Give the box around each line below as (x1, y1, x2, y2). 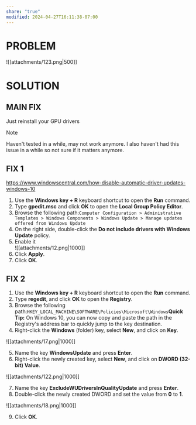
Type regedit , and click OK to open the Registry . (14, 296, 133, 303)
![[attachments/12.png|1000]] (14, 244, 85, 252)
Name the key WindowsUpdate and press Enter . (14, 349, 133, 357)
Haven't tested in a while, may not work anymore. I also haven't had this (6, 140, 180, 148)
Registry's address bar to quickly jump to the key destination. (14, 320, 163, 328)
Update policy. (14, 232, 50, 239)
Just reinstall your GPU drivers (6, 118, 80, 125)
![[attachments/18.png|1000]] (6, 402, 77, 409)
